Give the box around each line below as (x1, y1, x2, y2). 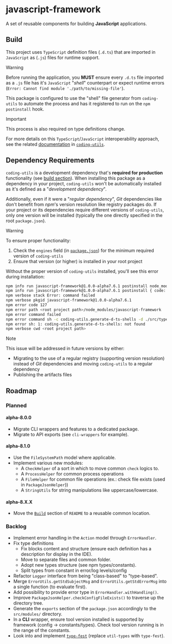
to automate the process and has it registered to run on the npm (18, 100, 151, 106)
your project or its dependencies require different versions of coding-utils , (6, 206, 164, 213)
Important (6, 116, 27, 122)
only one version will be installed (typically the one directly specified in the (6, 212, 163, 218)
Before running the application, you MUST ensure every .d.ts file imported (6, 74, 164, 80)
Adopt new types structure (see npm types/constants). (20, 562, 137, 568)
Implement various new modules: (13, 460, 83, 466)
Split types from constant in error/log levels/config (20, 567, 127, 573)
